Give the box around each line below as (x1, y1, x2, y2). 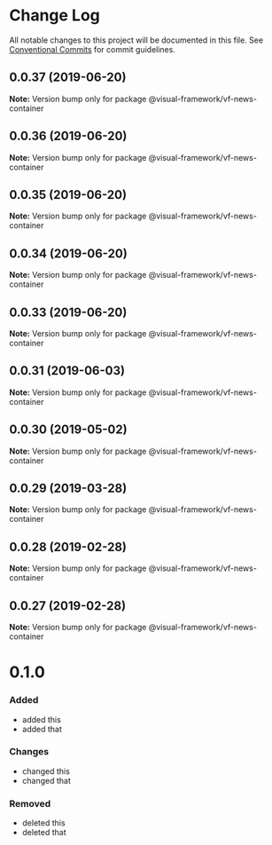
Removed (9, 797, 51, 809)
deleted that (21, 827, 66, 838)
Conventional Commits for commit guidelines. (9, 43, 175, 54)
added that (21, 723, 62, 734)
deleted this (21, 817, 66, 828)
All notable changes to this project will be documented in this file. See (9, 35, 264, 45)
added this (21, 714, 62, 724)
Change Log (9, 5, 100, 26)
